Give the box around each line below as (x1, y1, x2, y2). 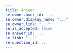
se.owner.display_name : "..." (5, 17, 69, 22)
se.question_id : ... (5, 40, 49, 45)
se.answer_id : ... (5, 31, 44, 36)
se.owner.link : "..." (5, 21, 51, 27)
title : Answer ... (5, 7, 44, 13)
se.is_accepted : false (5, 26, 53, 31)
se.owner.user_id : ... (5, 12, 53, 17)
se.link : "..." (5, 36, 37, 41)
